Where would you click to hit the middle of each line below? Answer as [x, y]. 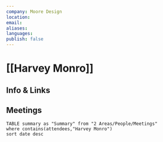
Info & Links [28, 90]
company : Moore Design [34, 12]
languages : [20, 34]
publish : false [25, 39]
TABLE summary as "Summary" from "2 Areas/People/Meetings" [82, 124]
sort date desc [25, 134]
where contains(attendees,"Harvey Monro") [59, 129]
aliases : [17, 28]
